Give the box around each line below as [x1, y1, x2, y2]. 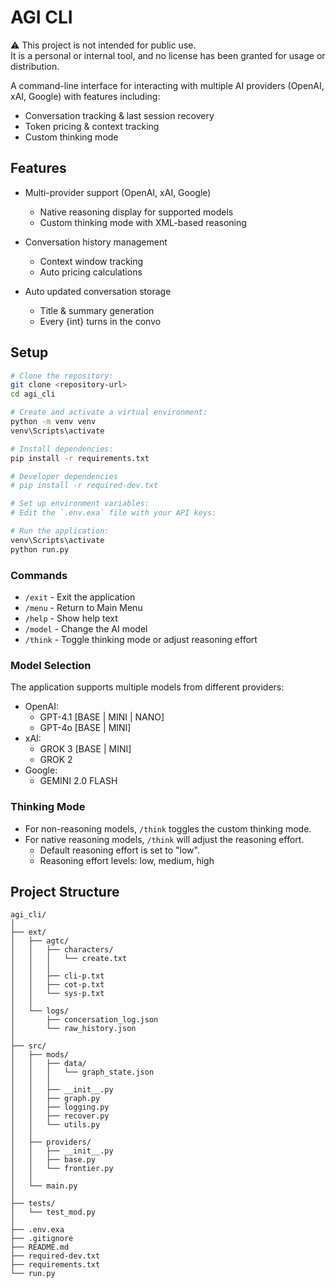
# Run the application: [10, 526, 110, 536]
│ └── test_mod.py [10, 1207, 97, 1218]
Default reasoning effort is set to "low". [39, 844, 200, 856]
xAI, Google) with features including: [10, 90, 161, 102]
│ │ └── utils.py [10, 1120, 101, 1130]
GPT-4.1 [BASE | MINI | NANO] [39, 711, 165, 723]
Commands [10, 568, 68, 582]
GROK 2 [39, 754, 73, 766]
